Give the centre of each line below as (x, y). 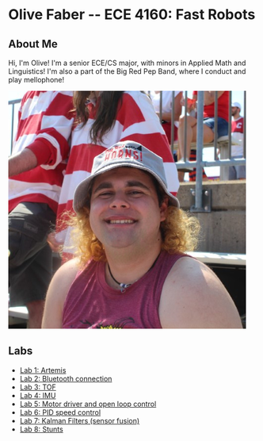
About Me (33, 44)
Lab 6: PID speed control (60, 412)
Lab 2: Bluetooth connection (66, 378)
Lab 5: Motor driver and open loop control (88, 404)
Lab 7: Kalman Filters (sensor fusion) (80, 420)
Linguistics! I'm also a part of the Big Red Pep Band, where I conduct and (127, 71)
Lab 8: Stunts (41, 429)
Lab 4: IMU (38, 395)
